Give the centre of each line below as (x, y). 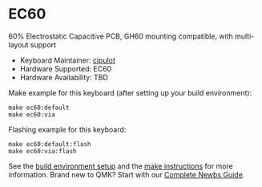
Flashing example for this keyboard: (67, 129)
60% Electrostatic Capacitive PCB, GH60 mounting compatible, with (121, 36)
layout (18, 44)
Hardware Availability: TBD (64, 77)
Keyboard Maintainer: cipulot (68, 60)
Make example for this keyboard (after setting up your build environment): (130, 92)
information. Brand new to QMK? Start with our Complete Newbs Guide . (127, 174)
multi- (245, 36)
